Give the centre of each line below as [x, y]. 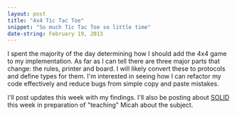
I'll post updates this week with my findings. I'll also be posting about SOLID [118, 98]
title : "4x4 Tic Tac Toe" [46, 21]
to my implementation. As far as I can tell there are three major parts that [114, 62]
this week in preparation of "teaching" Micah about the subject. [100, 105]
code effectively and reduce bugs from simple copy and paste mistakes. [113, 84]
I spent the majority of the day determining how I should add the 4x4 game [117, 54]
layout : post [27, 14]
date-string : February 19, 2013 [55, 34]
